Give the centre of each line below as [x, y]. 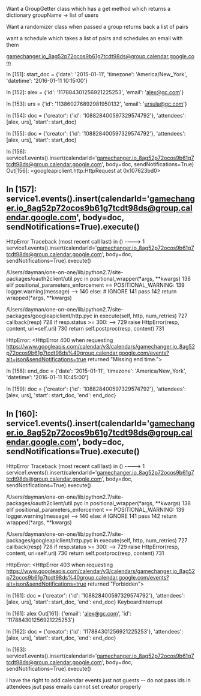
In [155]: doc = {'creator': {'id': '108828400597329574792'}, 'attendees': [96, 133]
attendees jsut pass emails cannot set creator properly [74, 686]
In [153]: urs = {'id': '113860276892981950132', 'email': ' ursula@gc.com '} [97, 104]
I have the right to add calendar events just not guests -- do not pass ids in [98, 680]
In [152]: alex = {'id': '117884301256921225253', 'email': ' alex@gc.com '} [95, 92]
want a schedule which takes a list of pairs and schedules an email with [94, 38]
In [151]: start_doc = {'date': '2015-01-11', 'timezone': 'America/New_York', [97, 74]
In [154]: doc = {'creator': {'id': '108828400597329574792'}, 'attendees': [96, 115]
